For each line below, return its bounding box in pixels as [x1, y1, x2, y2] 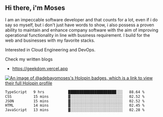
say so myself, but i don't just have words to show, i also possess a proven [5, 22, 154, 28]
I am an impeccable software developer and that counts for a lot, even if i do [5, 17, 158, 22]
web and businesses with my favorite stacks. [5, 37, 95, 43]
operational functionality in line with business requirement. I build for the [5, 32, 150, 38]
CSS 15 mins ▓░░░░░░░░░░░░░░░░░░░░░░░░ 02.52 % [5, 94, 145, 99]
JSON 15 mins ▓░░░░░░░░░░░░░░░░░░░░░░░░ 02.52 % [5, 99, 145, 103]
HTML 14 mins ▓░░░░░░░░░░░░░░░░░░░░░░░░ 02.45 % [5, 103, 145, 108]
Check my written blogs [5, 56, 53, 62]
